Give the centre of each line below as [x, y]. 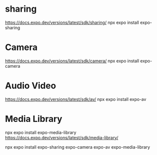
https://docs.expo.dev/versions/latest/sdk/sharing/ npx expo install [72, 22]
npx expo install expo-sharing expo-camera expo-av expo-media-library [78, 147]
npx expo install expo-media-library [41, 132]
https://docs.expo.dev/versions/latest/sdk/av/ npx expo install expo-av [76, 99]
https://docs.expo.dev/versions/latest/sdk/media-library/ [62, 137]
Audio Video [31, 86]
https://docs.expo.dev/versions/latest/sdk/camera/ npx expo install [72, 61]
